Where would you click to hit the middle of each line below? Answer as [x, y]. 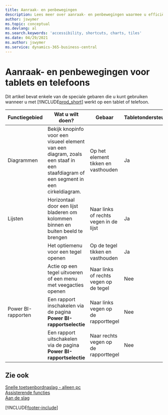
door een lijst [63, 206]
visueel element [66, 141]
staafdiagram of [66, 172]
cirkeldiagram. [64, 191]
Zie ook [17, 375]
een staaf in [61, 160]
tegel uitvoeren [65, 272]
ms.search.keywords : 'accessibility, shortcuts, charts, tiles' [73, 33]
